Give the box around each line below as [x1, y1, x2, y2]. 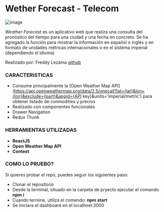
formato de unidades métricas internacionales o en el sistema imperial [5, 44, 148, 50]
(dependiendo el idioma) [5, 50, 55, 56]
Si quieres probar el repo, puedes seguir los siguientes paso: [5, 172, 129, 177]
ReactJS [12, 138, 31, 143]
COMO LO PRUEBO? [5, 161, 54, 168]
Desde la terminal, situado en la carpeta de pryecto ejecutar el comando [12, 186, 159, 192]
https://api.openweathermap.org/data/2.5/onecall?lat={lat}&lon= [14, 88, 145, 94]
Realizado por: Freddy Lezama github [5, 59, 81, 65]
